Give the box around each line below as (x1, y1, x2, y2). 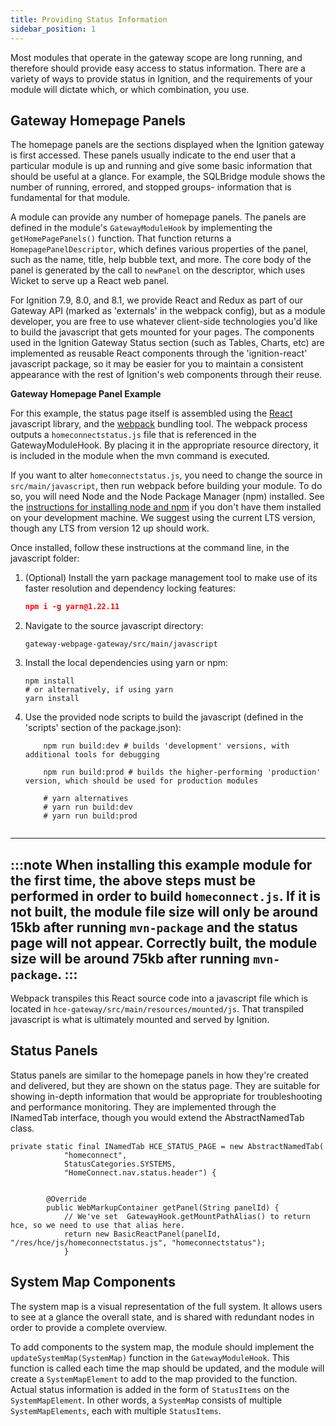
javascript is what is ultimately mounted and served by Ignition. (10, 1014, 270, 1025)
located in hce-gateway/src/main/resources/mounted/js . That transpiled (10, 1003, 305, 1015)
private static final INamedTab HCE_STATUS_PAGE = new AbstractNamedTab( (10, 1141, 325, 1151)
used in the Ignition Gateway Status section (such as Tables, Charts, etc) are (10, 337, 325, 349)
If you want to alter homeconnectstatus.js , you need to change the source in (10, 469, 323, 481)
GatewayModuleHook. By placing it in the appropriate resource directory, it (10, 439, 319, 451)
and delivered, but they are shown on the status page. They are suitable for (10, 1079, 321, 1091)
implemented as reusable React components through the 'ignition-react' (10, 347, 308, 360)
